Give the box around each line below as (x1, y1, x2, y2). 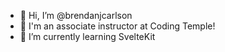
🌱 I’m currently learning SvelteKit (19, 31, 156, 42)
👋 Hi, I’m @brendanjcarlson (19, 10, 133, 21)
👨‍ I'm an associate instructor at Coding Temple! (19, 20, 216, 32)
